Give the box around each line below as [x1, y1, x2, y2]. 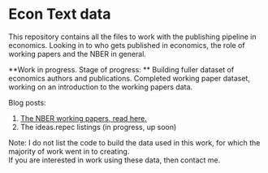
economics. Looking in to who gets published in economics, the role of [8, 40, 245, 50]
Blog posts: [8, 97, 46, 107]
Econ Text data [8, 5, 111, 24]
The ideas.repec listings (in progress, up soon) [19, 122, 177, 132]
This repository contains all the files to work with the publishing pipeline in [8, 32, 257, 41]
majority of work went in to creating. [8, 146, 130, 156]
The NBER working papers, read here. [19, 113, 148, 123]
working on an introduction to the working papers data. [8, 82, 193, 92]
